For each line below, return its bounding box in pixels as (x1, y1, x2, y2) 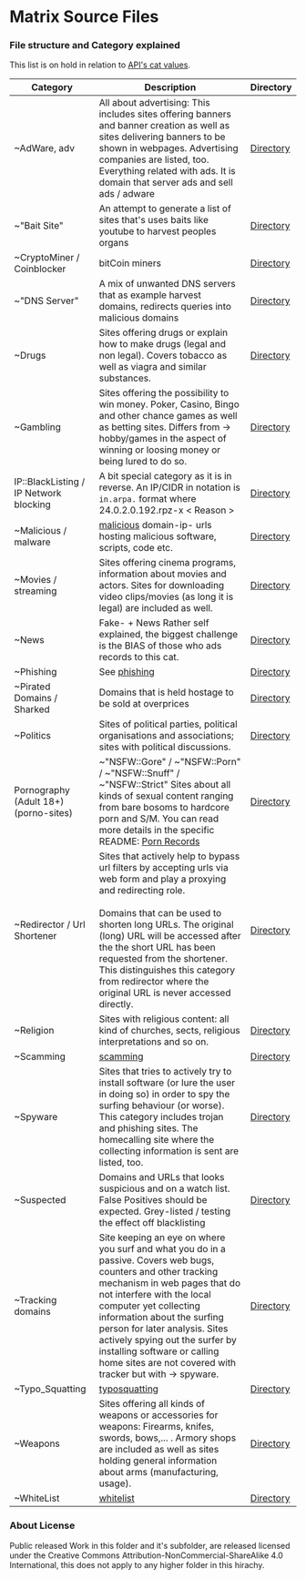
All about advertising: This (98, 97, 211, 109)
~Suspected (14, 1194, 66, 1207)
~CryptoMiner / (14, 251, 80, 264)
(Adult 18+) (14, 795, 65, 808)
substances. (98, 372, 152, 384)
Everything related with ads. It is (98, 165, 237, 178)
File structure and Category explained (9, 39, 180, 52)
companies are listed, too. (98, 153, 209, 166)
